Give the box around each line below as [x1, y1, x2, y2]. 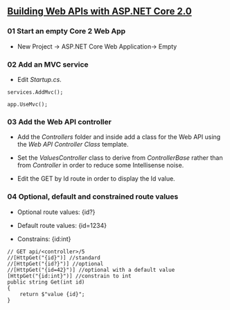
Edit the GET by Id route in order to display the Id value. [17, 174, 175, 183]
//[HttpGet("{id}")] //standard [7, 254, 100, 261]
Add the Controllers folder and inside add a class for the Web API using [17, 133, 221, 141]
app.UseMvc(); [7, 101, 48, 108]
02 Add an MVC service [7, 59, 89, 69]
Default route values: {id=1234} [17, 221, 107, 229]
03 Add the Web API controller [7, 117, 112, 127]
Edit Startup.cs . [17, 75, 62, 83]
